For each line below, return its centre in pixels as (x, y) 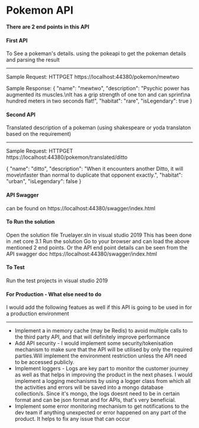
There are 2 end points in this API (48, 27)
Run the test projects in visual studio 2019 (57, 280)
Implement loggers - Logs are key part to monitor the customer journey (101, 369)
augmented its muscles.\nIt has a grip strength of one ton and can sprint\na (98, 95)
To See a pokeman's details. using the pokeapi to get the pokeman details (96, 53)
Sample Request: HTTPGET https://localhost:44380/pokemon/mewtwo (93, 77)
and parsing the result (33, 60)
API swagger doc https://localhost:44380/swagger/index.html (82, 254)
